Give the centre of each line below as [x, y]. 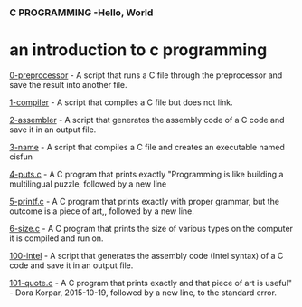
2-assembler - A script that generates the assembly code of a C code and [147, 120]
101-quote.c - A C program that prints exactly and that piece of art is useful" [151, 283]
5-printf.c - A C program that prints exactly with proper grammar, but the [145, 201]
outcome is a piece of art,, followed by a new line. [102, 211]
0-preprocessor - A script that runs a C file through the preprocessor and [146, 75]
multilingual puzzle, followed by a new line [88, 184]
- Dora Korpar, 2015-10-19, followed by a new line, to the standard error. [143, 293]
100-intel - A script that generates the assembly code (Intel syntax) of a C [146, 255]
